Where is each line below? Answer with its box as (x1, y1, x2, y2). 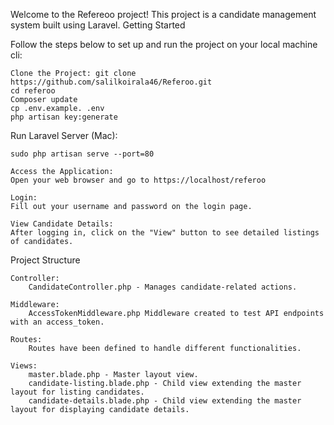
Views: (10, 361, 38, 371)
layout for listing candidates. (10, 387, 145, 397)
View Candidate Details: (10, 219, 114, 229)
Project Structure (10, 254, 81, 266)
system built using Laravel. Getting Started (10, 19, 186, 31)
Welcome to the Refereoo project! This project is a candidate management (10, 9, 317, 20)
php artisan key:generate (10, 112, 118, 122)
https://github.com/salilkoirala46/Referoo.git (10, 77, 213, 87)
